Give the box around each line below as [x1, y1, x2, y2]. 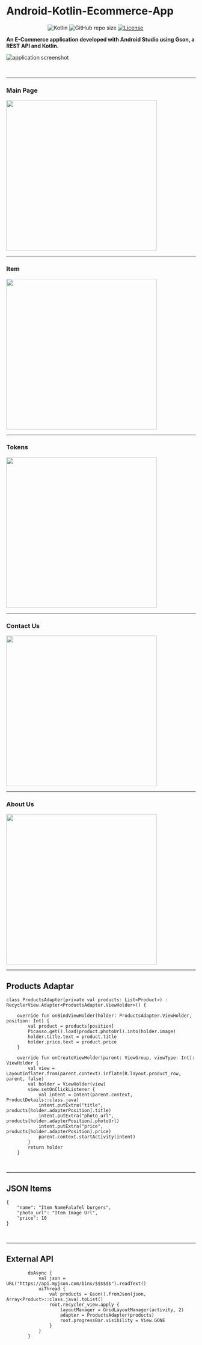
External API [6, 1254, 54, 1264]
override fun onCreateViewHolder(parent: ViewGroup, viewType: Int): [17, 1055, 195, 1061]
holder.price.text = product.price [28, 1039, 117, 1045]
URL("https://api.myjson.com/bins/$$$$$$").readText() [6, 1281, 147, 1287]
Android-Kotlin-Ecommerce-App [6, 4, 174, 18]
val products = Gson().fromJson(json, [49, 1291, 147, 1297]
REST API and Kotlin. [6, 42, 59, 49]
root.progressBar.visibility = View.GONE [60, 1317, 165, 1323]
